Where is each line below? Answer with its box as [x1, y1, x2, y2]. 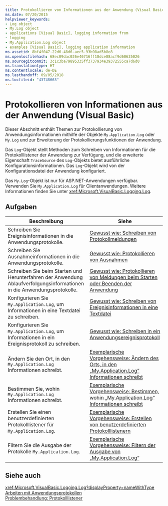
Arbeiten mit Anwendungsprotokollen [5, 490, 82, 496]
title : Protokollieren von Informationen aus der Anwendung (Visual [5, 7, 151, 13]
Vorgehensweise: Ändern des [89, 355, 159, 362]
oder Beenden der [89, 280, 132, 287]
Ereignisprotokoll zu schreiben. [7, 340, 80, 347]
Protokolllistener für [7, 421, 54, 428]
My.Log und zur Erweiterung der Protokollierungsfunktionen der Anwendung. [5, 136, 162, 143]
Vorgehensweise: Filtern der [89, 442, 156, 449]
